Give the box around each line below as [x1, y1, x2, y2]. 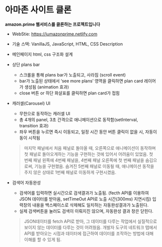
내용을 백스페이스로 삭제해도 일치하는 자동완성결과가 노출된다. [32, 202, 149, 208]
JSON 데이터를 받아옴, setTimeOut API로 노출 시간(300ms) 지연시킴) [19, 196, 151, 201]
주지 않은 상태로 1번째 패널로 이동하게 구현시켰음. [24, 169, 117, 175]
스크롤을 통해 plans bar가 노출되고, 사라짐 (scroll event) [19, 72, 126, 77]
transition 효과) [19, 123, 49, 128]
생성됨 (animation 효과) [24, 84, 69, 90]
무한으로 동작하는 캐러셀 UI [19, 110, 71, 116]
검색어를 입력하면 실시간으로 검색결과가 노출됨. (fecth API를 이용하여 [19, 190, 149, 196]
